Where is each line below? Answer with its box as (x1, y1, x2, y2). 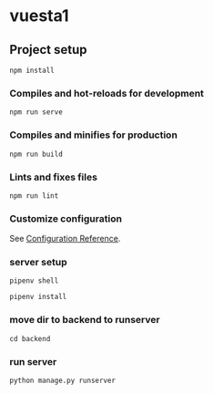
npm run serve (9, 108, 64, 117)
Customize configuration (9, 212, 123, 224)
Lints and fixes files (9, 171, 98, 183)
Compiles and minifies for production (9, 129, 177, 141)
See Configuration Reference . (9, 233, 121, 244)
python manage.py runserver (9, 376, 117, 386)
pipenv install (9, 293, 67, 302)
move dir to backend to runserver (9, 314, 161, 327)
